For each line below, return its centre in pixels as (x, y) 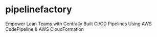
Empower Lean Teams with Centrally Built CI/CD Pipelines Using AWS (79, 24)
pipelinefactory (39, 10)
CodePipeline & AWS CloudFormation (45, 29)
